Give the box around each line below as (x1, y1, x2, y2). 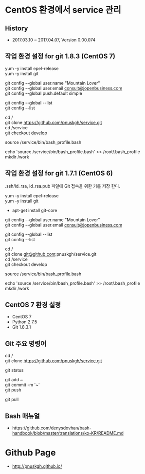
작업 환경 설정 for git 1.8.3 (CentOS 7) (5, 52, 116, 61)
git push (5, 387, 22, 393)
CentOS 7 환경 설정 (5, 301, 61, 309)
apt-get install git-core (12, 207, 57, 213)
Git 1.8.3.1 (12, 324, 31, 330)
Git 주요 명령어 (5, 339, 47, 348)
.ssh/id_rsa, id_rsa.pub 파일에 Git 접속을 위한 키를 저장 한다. (5, 183, 121, 189)
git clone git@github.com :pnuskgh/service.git (5, 251, 96, 257)
